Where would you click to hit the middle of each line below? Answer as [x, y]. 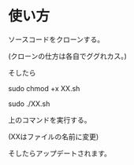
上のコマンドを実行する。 [50, 119]
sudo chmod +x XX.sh [44, 88]
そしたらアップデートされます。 [60, 153]
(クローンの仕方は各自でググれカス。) [68, 56]
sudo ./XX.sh [29, 104]
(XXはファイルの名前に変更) [54, 136]
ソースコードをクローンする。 [56, 39]
